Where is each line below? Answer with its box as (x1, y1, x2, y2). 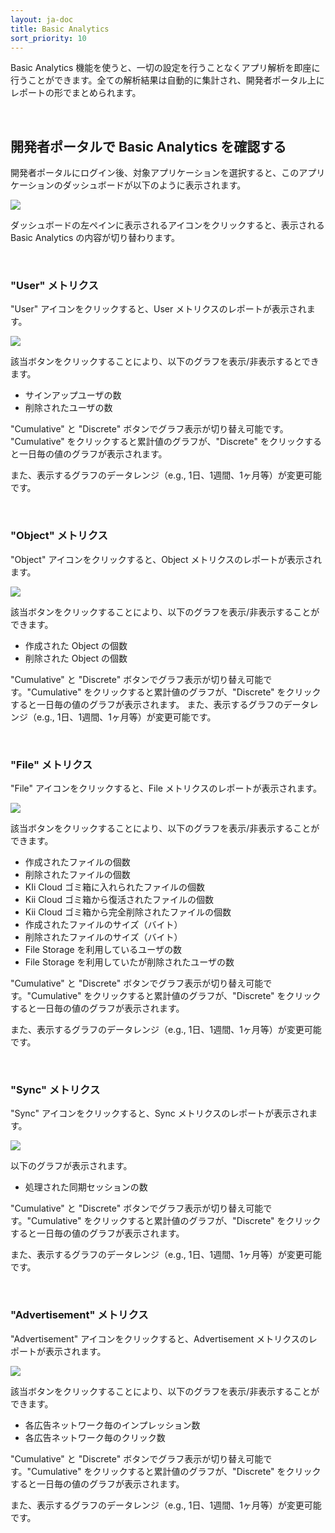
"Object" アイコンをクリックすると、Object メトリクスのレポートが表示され (10, 553, 323, 565)
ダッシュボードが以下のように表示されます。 (62, 179, 247, 191)
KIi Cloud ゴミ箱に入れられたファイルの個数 (24, 881, 206, 893)
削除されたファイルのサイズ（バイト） (24, 931, 183, 943)
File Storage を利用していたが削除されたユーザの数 (24, 956, 235, 968)
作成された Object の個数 (24, 639, 128, 651)
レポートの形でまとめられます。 (10, 87, 142, 99)
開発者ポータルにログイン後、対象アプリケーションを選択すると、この (10, 167, 300, 179)
